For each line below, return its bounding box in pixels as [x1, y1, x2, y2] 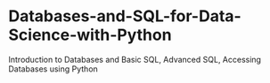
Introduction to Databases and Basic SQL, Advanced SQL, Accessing [8, 54, 262, 64]
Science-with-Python [8, 25, 172, 45]
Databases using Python [8, 64, 99, 74]
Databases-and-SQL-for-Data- [8, 6, 241, 26]
